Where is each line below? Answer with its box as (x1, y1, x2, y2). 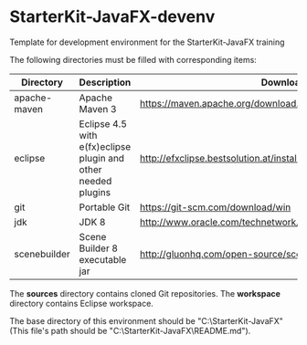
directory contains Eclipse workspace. (9, 298, 153, 308)
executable (79, 253, 127, 266)
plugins (79, 185, 111, 198)
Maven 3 (79, 102, 117, 115)
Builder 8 (79, 242, 119, 255)
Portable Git (79, 201, 131, 214)
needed (79, 174, 112, 187)
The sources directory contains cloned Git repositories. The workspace (9, 287, 281, 298)
